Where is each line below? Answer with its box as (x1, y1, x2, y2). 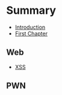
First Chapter (14, 29, 48, 37)
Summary (6, 4, 56, 17)
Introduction (14, 23, 46, 31)
